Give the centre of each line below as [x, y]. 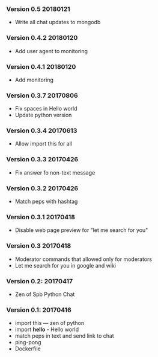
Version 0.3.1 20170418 [41, 217]
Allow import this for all [43, 144]
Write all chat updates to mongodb [58, 22]
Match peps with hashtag [46, 202]
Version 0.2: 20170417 [40, 281]
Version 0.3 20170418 [39, 246]
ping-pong [28, 343]
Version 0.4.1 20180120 [41, 66]
